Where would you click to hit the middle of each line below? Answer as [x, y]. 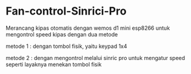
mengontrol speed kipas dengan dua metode [62, 34]
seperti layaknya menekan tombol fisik [54, 64]
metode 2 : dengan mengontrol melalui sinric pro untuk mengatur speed [95, 58]
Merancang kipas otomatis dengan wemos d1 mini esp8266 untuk [88, 28]
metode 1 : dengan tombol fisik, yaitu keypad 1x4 [67, 46]
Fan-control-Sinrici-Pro [66, 11]
